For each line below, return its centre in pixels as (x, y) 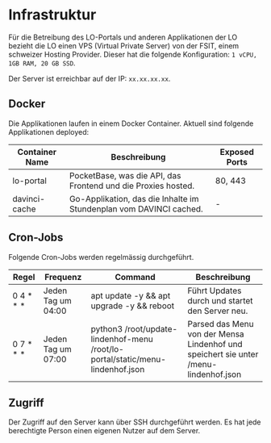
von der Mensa (216, 334)
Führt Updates (215, 290)
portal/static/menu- (129, 359)
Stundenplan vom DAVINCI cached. (136, 209)
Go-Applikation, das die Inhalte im (134, 199)
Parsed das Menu (221, 324)
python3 (107, 328)
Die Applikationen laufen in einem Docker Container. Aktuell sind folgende (131, 123)
